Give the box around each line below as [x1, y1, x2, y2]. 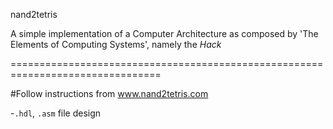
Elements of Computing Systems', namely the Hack [10, 39, 222, 50]
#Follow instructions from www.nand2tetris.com [10, 88, 209, 99]
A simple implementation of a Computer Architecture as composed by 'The [10, 28, 319, 39]
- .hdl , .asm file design [10, 107, 102, 119]
